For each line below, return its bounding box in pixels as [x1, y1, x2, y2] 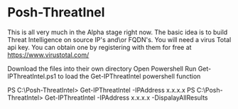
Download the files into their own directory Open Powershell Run [7, 64, 197, 73]
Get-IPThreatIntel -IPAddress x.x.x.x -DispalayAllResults [45, 93, 208, 102]
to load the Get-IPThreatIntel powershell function [58, 72, 201, 81]
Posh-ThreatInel [7, 4, 105, 21]
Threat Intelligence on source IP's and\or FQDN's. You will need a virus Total [7, 35, 232, 43]
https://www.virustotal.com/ [7, 51, 90, 59]
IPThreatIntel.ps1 [7, 72, 57, 81]
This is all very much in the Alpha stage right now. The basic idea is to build [7, 28, 228, 36]
